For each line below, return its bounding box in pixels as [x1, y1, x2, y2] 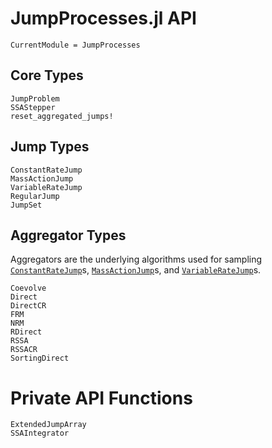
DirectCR [10, 301, 47, 311]
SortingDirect [10, 353, 70, 364]
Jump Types [10, 138, 90, 156]
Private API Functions [10, 387, 193, 409]
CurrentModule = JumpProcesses [10, 40, 141, 50]
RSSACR [10, 345, 38, 355]
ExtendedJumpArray [10, 420, 87, 430]
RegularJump [10, 191, 60, 201]
